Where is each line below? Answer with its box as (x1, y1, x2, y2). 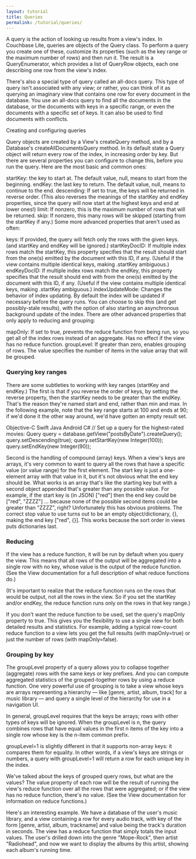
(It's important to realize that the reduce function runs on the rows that (6, 587, 176, 594)
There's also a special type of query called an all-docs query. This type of (6, 78, 184, 85)
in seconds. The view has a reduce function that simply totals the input (6, 828, 177, 835)
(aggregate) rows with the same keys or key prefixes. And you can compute (6, 670, 189, 677)
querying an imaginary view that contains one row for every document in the (6, 90, 191, 97)
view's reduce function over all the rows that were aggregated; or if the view (6, 785, 190, 793)
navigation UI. (6, 701, 40, 708)
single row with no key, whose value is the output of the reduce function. (6, 563, 181, 570)
